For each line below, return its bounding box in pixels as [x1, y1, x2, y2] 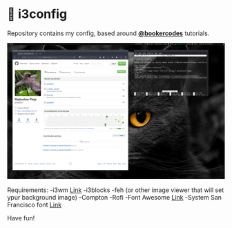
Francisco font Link [7, 200, 62, 209]
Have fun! [7, 213, 35, 222]
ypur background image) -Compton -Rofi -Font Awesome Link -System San [7, 193, 222, 201]
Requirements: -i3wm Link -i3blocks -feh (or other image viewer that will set [7, 186, 224, 194]
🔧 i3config [7, 6, 68, 22]
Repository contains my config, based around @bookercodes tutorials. [7, 29, 210, 37]
